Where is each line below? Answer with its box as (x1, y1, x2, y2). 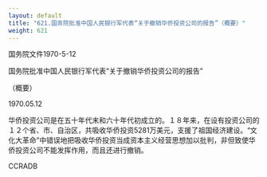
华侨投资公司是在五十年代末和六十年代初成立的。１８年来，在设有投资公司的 (8, 116, 260, 125)
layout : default (8, 11, 62, 20)
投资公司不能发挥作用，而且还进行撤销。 (14, 145, 148, 155)
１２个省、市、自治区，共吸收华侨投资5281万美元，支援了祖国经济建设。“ (8, 125, 251, 136)
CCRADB (8, 161, 38, 171)
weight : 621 (8, 26, 48, 34)
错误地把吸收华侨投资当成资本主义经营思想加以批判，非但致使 (46, 136, 249, 145)
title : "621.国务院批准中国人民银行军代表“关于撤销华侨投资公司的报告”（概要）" (8, 19, 246, 27)
